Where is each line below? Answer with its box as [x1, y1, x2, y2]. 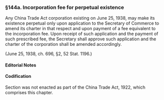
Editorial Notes [5, 62, 36, 68]
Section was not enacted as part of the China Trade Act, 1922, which [5, 84, 146, 90]
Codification [5, 73, 31, 79]
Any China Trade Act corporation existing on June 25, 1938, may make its [5, 15, 155, 21]
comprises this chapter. [5, 90, 54, 96]
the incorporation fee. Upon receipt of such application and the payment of [5, 31, 159, 37]
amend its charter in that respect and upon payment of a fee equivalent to [5, 26, 156, 32]
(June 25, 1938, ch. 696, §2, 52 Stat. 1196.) [5, 51, 93, 57]
